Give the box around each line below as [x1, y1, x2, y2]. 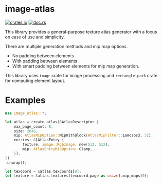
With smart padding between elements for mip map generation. [12, 63, 140, 69]
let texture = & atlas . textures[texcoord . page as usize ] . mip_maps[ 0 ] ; [5, 173, 149, 178]
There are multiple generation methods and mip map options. [5, 43, 128, 49]
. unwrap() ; [5, 160, 27, 165]
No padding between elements [12, 52, 74, 59]
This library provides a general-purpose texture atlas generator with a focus [5, 29, 157, 34]
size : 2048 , [14, 129, 38, 133]
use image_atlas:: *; [5, 111, 47, 116]
